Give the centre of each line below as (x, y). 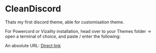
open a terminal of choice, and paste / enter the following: (63, 36)
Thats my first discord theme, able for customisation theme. (65, 22)
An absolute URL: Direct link (33, 45)
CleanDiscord (33, 9)
